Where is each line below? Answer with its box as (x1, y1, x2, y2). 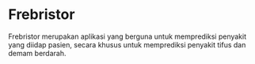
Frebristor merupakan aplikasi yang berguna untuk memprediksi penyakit (8, 32, 247, 41)
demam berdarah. (8, 48, 67, 58)
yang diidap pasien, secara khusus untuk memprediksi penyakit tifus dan (8, 40, 246, 49)
